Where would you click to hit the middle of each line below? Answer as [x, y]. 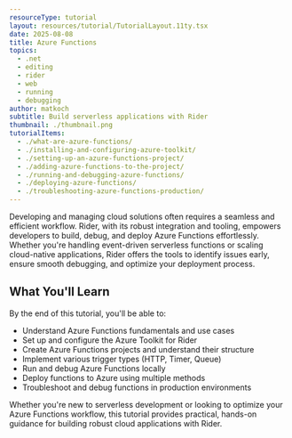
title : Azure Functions [53, 42]
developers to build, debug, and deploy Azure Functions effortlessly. [134, 235]
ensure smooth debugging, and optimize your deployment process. [132, 264]
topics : [24, 51]
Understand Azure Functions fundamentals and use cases [128, 330]
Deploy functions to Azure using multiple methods [114, 377]
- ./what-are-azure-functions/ [75, 142]
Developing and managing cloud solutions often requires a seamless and [142, 216]
